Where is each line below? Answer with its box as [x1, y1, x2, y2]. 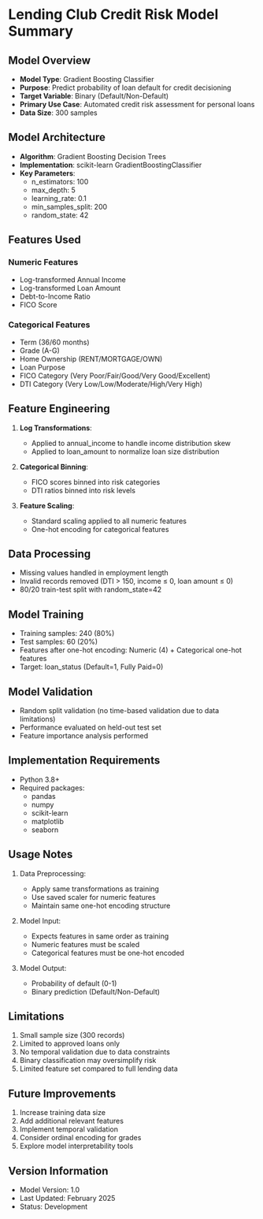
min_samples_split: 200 [31, 202, 108, 211]
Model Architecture [8, 131, 106, 144]
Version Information [8, 1164, 109, 1177]
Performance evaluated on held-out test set [19, 723, 161, 732]
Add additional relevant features [19, 1117, 124, 1126]
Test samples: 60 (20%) [19, 637, 98, 647]
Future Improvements [8, 1087, 117, 1100]
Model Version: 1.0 [19, 1185, 80, 1195]
